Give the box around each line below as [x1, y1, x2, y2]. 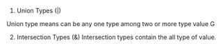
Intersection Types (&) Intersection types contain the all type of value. [16, 33, 217, 41]
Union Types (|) [16, 7, 62, 14]
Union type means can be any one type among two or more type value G [6, 20, 215, 27]
